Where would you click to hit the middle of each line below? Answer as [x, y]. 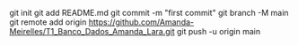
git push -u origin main [219, 31]
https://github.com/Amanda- [141, 22]
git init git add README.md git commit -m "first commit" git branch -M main [149, 13]
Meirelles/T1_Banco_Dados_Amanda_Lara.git [92, 31]
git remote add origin [48, 22]
